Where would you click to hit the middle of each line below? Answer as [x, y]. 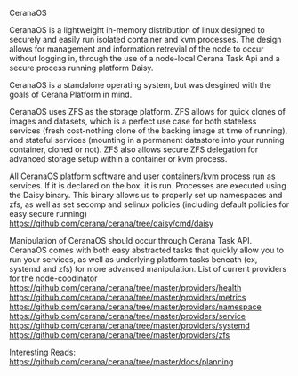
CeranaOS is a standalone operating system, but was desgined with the [140, 85]
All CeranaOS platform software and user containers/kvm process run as [142, 176]
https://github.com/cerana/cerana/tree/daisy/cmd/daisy [112, 223]
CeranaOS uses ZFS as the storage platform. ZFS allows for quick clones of [148, 112]
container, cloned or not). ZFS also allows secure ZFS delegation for [134, 149]
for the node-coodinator [53, 278]
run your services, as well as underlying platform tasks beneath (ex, [133, 260]
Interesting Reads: [42, 352]
